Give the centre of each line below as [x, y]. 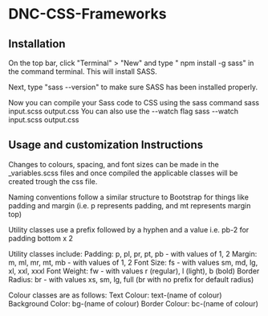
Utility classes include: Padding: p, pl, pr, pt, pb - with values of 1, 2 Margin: [133, 253]
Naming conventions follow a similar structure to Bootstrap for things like [128, 197]
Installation [37, 44]
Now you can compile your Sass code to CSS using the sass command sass [134, 103]
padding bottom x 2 [41, 238]
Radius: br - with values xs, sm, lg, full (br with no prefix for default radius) [131, 279]
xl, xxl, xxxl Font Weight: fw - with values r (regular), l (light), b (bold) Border [134, 271]
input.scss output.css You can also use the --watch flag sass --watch [124, 111]
